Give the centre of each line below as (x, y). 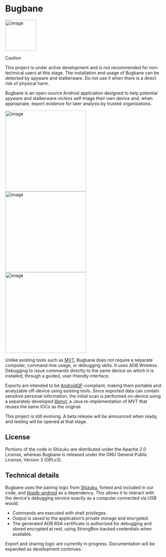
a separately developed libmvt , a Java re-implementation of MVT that (76, 401)
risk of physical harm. (27, 83)
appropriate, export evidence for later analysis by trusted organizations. (79, 103)
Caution (13, 58)
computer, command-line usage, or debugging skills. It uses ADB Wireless (81, 365)
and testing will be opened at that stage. (46, 421)
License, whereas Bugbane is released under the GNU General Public (76, 454)
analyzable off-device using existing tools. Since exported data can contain (82, 390)
